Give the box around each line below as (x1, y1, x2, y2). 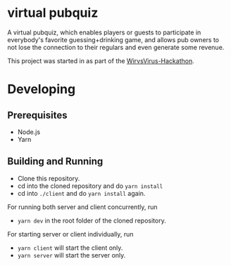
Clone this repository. (17, 174, 80, 182)
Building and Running (7, 156, 104, 168)
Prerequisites (7, 109, 68, 121)
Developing (7, 81, 76, 98)
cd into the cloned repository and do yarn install (17, 181, 163, 190)
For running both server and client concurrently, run (7, 202, 158, 211)
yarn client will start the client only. (17, 244, 123, 252)
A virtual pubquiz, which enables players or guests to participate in (7, 28, 201, 36)
